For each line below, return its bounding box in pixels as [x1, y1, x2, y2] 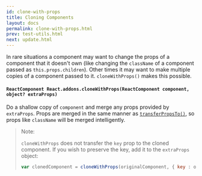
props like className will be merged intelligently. [6, 117, 126, 124]
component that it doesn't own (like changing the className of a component [6, 59, 194, 67]
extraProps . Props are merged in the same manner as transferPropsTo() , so [6, 110, 195, 117]
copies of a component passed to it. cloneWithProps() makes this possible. [6, 73, 192, 79]
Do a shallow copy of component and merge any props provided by [6, 103, 170, 111]
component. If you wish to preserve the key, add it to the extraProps [20, 146, 190, 153]
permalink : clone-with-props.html [6, 25, 93, 32]
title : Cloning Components [6, 14, 74, 20]
